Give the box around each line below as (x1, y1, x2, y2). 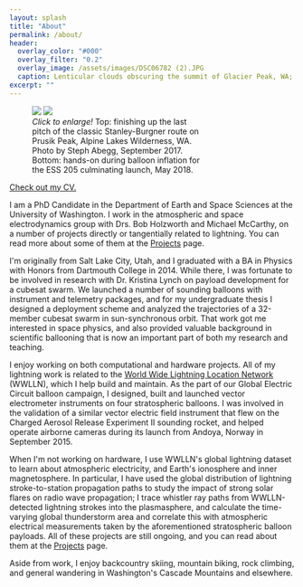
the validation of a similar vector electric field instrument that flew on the (9, 407, 280, 418)
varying (9, 511, 38, 522)
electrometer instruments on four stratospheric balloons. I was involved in (9, 397, 284, 408)
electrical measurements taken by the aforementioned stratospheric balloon (9, 521, 292, 532)
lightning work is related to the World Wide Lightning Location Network (9, 368, 274, 380)
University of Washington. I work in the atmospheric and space (9, 209, 244, 220)
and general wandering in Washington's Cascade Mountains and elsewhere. (9, 567, 294, 578)
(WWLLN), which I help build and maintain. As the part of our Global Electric (9, 378, 292, 389)
